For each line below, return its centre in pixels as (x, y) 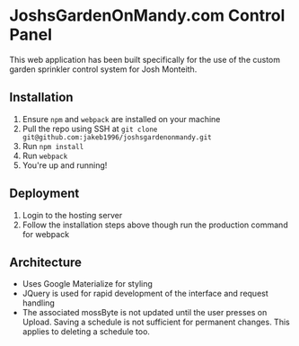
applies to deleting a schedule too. (86, 332)
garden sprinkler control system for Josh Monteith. (103, 69)
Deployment (44, 194)
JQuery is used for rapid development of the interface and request (145, 294)
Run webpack (45, 155)
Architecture (46, 262)
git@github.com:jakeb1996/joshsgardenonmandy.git (117, 137)
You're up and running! (65, 165)
